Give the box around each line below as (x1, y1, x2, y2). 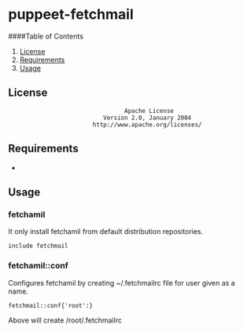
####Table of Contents (8, 31, 84, 41)
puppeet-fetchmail (8, 5, 134, 24)
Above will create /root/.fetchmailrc (8, 316, 122, 325)
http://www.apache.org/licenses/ (92, 120, 202, 129)
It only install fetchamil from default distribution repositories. (8, 227, 204, 236)
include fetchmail (8, 242, 68, 250)
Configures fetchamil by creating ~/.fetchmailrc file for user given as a (8, 278, 236, 287)
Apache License (124, 107, 175, 115)
